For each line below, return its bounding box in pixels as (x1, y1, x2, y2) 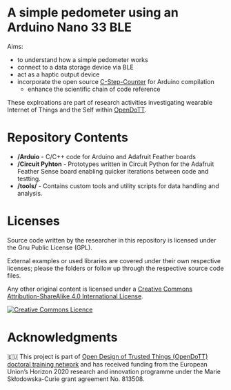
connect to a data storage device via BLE (17, 63, 134, 71)
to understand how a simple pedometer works (17, 55, 148, 63)
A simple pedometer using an (7, 5, 179, 21)
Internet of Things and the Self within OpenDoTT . (7, 105, 147, 114)
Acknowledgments (7, 329, 119, 345)
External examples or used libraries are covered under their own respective (7, 256, 221, 265)
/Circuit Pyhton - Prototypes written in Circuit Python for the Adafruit (17, 160, 214, 168)
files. (7, 271, 21, 280)
